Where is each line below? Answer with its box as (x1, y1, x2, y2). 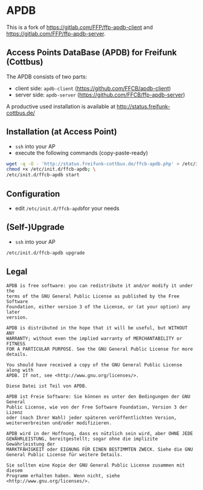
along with (6, 367, 34, 373)
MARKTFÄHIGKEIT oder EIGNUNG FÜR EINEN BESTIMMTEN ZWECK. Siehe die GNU (6, 446, 193, 453)
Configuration (6, 188, 60, 199)
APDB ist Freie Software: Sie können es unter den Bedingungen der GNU (6, 393, 190, 399)
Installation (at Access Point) (6, 127, 117, 137)
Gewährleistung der (6, 441, 56, 447)
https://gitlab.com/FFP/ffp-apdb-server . (6, 30, 106, 37)
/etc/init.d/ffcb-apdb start (6, 172, 80, 178)
